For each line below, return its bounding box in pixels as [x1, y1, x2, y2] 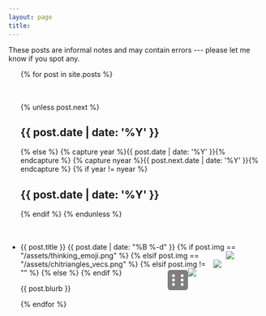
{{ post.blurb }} [19, 284, 71, 293]
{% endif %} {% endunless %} [19, 209, 122, 219]
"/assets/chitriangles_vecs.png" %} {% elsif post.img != [19, 259, 207, 269]
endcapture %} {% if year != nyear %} [19, 164, 148, 174]
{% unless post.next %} [19, 102, 100, 112]
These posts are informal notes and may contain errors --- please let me [8, 45, 251, 54]
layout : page [8, 13, 53, 21]
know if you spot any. [8, 53, 80, 63]
